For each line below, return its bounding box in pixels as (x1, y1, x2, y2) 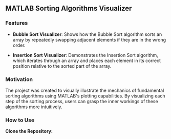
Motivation (5, 75, 33, 83)
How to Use (5, 116, 35, 124)
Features (5, 19, 28, 27)
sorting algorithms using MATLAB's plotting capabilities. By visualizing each (5, 92, 165, 99)
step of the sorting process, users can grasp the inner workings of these (5, 98, 158, 104)
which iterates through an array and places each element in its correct (12, 57, 161, 64)
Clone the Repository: (5, 128, 53, 134)
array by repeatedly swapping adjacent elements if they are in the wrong (12, 36, 166, 43)
